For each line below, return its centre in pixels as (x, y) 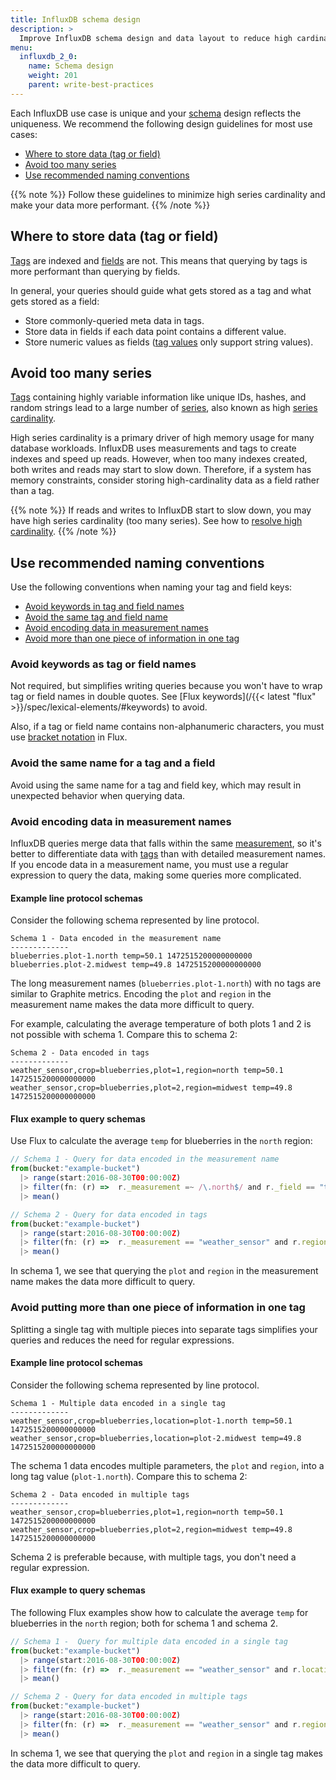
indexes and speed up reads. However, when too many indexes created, (159, 459)
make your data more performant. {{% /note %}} (110, 205)
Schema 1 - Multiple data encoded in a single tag (118, 1403)
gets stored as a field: (55, 301)
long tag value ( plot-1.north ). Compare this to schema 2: (129, 1476)
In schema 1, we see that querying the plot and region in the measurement (164, 1271)
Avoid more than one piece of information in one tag (132, 638)
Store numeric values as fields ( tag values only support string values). (169, 342)
